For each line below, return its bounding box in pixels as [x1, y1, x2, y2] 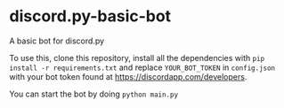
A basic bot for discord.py [9, 35, 105, 46]
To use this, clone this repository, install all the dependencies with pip [9, 52, 265, 63]
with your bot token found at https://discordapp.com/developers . [9, 71, 247, 81]
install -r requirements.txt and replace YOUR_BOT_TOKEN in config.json [9, 62, 276, 73]
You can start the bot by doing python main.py [9, 89, 179, 99]
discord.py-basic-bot [9, 6, 172, 27]
